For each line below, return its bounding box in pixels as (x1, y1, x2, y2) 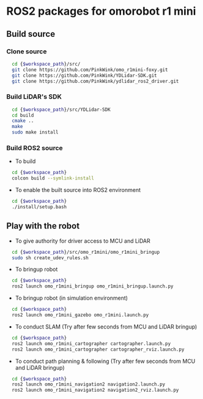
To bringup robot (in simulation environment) (15, 294, 128, 302)
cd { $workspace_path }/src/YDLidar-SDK (12, 106, 111, 113)
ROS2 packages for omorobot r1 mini (6, 4, 196, 18)
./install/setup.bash (12, 203, 67, 210)
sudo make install (12, 129, 59, 135)
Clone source (6, 47, 47, 56)
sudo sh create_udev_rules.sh (12, 254, 89, 261)
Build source (6, 29, 56, 39)
